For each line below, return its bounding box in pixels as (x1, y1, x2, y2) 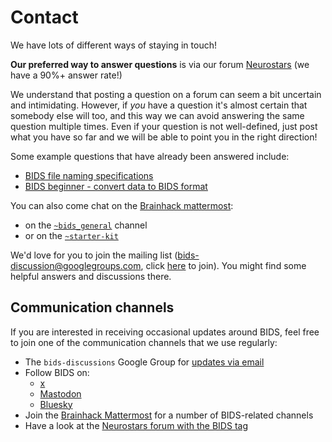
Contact (10, 6, 79, 29)
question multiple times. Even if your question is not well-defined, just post (10, 120, 318, 132)
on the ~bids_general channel (24, 219, 148, 231)
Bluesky (39, 398, 73, 410)
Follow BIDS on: (24, 366, 90, 378)
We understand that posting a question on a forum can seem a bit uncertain (10, 88, 322, 100)
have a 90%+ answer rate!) (10, 69, 123, 81)
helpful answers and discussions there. (10, 270, 172, 282)
